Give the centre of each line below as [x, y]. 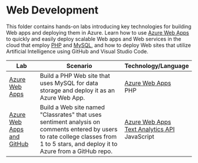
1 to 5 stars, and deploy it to [79, 144]
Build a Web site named [72, 107]
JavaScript [139, 137]
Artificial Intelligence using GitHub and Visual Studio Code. [77, 51]
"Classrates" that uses [71, 114]
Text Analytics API [150, 129]
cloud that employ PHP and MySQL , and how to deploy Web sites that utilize [99, 45]
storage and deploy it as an [77, 90]
